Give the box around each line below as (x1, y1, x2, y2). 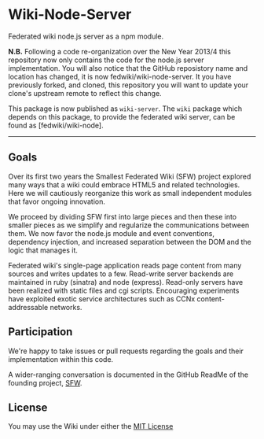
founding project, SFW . (8, 378, 82, 387)
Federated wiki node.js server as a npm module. (8, 31, 163, 41)
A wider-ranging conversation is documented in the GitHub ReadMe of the (8, 370, 249, 379)
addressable (8, 302, 49, 312)
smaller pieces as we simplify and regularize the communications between (8, 220, 250, 230)
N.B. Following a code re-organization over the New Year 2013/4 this (8, 46, 232, 56)
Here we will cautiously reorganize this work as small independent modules (8, 188, 252, 197)
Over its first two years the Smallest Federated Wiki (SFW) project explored (8, 172, 251, 181)
